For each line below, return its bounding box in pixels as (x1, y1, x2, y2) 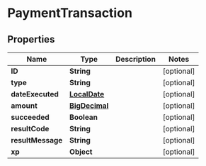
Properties (7, 33, 55, 45)
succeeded (11, 112, 50, 122)
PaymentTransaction (7, 5, 133, 21)
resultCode (11, 124, 50, 133)
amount (11, 101, 38, 111)
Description (115, 55, 156, 64)
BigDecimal (69, 101, 109, 111)
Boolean (69, 112, 98, 122)
